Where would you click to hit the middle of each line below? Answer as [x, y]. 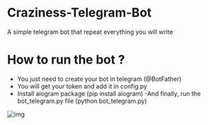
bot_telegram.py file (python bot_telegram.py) [82, 101]
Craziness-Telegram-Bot [80, 13]
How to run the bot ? [66, 60]
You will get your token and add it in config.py [82, 86]
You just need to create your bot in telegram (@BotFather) [99, 79]
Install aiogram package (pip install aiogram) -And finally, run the [109, 93]
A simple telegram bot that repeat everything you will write [90, 32]
